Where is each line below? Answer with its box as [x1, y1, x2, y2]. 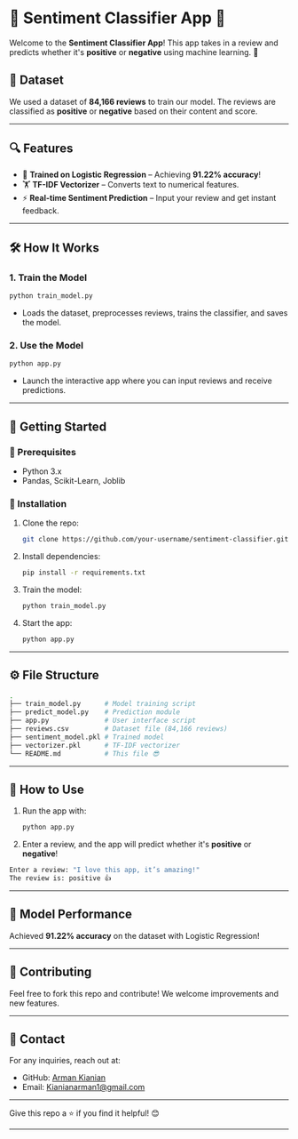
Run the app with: [21, 806, 87, 816]
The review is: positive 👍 [9, 874, 112, 883]
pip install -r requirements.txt [21, 568, 146, 577]
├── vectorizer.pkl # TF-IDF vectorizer [9, 741, 180, 750]
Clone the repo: [21, 517, 80, 528]
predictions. [21, 385, 67, 396]
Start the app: [21, 617, 73, 628]
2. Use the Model [9, 340, 84, 352]
